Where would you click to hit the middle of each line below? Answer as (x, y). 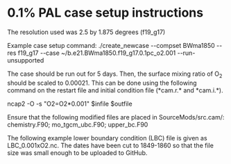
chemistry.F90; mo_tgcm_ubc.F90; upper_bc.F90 (78, 124)
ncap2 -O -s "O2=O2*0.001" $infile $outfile (70, 104)
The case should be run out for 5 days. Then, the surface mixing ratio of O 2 (115, 74)
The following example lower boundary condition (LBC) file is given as (107, 138)
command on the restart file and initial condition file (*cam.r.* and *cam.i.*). (115, 90)
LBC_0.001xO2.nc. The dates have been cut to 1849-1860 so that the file (110, 145)
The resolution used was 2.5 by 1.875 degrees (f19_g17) (86, 32)
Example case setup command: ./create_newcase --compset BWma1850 (111, 45)
